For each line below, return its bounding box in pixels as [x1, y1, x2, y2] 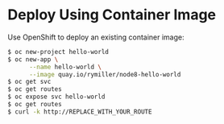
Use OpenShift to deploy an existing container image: [7, 32, 185, 42]
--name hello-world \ [28, 63, 102, 71]
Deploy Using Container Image [7, 6, 217, 24]
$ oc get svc [7, 78, 52, 86]
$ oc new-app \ [7, 55, 59, 64]
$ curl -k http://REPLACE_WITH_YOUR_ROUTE [7, 107, 152, 116]
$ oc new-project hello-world [7, 48, 110, 56]
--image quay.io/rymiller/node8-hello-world [28, 70, 181, 78]
